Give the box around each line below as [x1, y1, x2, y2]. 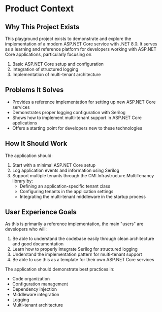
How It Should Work [5, 139, 67, 148]
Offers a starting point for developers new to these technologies [12, 125, 143, 131]
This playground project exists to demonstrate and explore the [5, 36, 131, 41]
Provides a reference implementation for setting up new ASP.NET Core [12, 99, 156, 105]
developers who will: [5, 226, 47, 232]
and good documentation [12, 241, 64, 247]
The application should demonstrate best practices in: [5, 266, 115, 272]
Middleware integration [12, 292, 60, 298]
